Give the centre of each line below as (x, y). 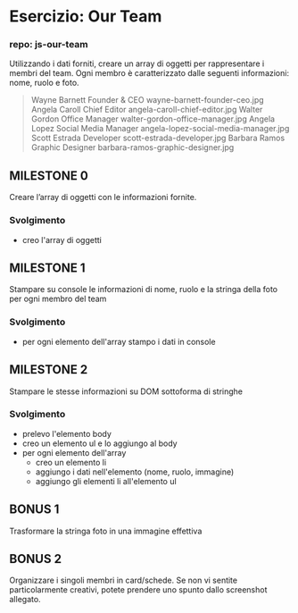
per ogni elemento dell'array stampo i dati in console (119, 341)
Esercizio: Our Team (86, 17)
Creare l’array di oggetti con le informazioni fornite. (103, 197)
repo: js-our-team (49, 45)
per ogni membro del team (58, 299)
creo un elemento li (71, 462)
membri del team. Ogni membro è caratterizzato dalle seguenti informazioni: (149, 73)
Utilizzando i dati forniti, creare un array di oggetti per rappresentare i (137, 63)
